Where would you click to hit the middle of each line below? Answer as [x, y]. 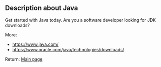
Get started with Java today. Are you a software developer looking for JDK [80, 20]
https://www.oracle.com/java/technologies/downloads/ [68, 49]
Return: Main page [24, 59]
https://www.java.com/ [35, 44]
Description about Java [42, 8]
